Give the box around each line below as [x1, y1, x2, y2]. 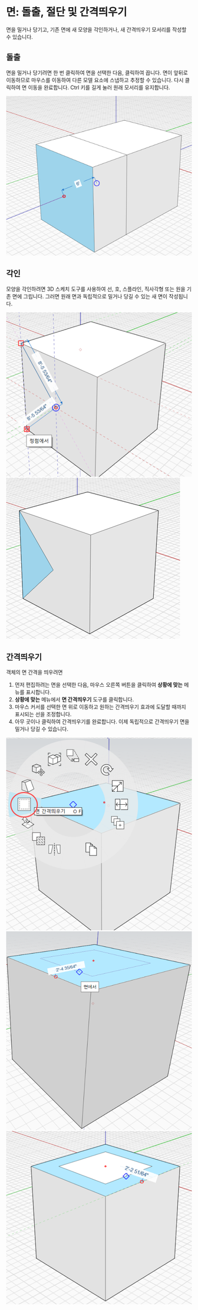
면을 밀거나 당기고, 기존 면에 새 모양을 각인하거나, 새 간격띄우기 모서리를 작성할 [6, 26, 187, 33]
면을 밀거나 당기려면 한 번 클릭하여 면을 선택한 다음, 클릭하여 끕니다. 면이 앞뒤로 [6, 69, 189, 76]
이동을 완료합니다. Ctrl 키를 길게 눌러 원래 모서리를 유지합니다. [28, 84, 170, 91]
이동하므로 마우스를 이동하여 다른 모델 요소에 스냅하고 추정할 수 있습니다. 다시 [6, 76, 184, 83]
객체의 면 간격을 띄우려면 [6, 669, 63, 676]
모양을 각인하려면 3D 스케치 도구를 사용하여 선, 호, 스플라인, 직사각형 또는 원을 [6, 285, 186, 292]
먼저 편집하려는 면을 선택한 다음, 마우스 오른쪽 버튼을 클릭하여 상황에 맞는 [14, 682, 183, 689]
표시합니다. [25, 689, 51, 696]
